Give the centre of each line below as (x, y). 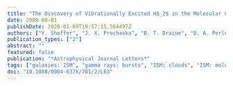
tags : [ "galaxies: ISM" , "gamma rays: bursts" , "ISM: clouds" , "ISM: (110, 65)
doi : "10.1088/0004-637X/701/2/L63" (60, 71)
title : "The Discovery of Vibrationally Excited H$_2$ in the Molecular (114, 14)
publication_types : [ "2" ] (44, 40)
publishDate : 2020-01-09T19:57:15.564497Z (69, 26)
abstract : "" (26, 46)
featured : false (31, 53)
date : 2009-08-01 (32, 20)
